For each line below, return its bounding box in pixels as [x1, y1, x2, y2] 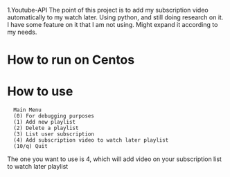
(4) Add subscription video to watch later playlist [13, 137, 169, 144]
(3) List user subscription [13, 131, 95, 138]
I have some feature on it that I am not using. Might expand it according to [7, 21, 218, 28]
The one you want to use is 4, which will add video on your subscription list [7, 155, 222, 163]
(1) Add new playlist [13, 119, 76, 126]
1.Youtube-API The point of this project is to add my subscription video [7, 6, 209, 14]
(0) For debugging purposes [13, 113, 95, 120]
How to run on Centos [7, 52, 135, 68]
